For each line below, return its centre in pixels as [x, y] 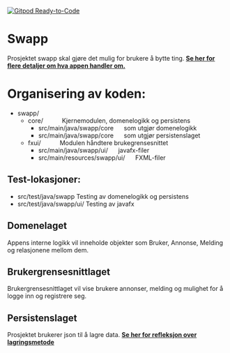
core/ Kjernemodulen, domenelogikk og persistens [109, 120]
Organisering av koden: [77, 94]
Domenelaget [37, 226]
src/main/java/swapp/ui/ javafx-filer [94, 150]
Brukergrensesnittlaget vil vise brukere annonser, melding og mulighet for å [115, 289]
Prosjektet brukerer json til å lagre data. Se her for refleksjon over [102, 335]
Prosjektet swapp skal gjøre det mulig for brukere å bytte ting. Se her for [111, 58]
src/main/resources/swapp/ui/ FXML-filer [102, 158]
